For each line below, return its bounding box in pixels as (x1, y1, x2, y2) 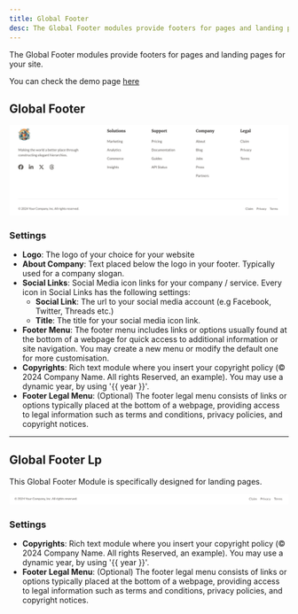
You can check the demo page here (9, 75, 140, 86)
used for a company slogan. (21, 268, 125, 279)
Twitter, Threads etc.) (35, 306, 114, 316)
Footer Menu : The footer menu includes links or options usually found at (21, 324, 287, 336)
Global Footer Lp (9, 453, 102, 468)
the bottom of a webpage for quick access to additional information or (21, 334, 278, 345)
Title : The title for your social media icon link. (35, 315, 201, 326)
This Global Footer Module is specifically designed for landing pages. (9, 476, 263, 486)
